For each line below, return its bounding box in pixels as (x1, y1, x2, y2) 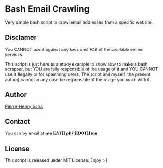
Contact (5, 118, 30, 126)
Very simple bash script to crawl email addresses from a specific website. (5, 19, 153, 25)
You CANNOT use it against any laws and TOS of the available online (5, 46, 143, 52)
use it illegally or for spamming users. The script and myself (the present (5, 71, 151, 77)
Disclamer (5, 34, 37, 42)
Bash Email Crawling (5, 3, 90, 15)
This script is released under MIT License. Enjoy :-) (5, 157, 108, 163)
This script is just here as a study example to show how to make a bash (5, 61, 148, 67)
